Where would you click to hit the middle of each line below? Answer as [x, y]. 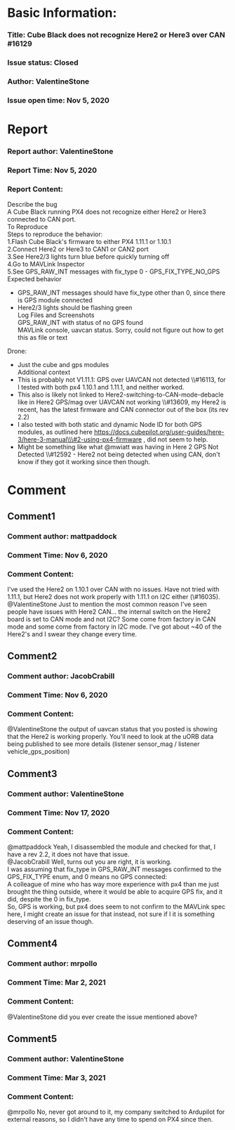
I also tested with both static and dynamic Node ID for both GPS [109, 425]
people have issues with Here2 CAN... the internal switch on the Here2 [109, 611]
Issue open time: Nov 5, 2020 [59, 100]
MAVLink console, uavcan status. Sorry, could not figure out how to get [120, 330]
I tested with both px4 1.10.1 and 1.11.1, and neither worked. [101, 387]
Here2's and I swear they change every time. [72, 634]
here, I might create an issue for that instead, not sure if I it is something [111, 914]
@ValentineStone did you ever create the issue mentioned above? [102, 1017]
